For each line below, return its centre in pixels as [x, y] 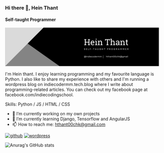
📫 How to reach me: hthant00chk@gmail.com [59, 125]
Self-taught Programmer [31, 20]
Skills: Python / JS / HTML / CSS [38, 104]
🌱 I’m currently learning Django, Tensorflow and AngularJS [71, 119]
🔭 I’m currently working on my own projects [56, 114]
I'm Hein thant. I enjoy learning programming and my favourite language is [80, 74]
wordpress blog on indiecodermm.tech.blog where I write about [69, 85]
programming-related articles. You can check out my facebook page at [76, 89]
